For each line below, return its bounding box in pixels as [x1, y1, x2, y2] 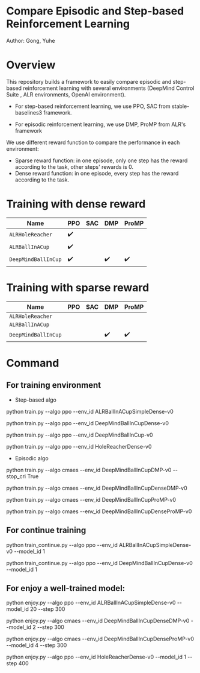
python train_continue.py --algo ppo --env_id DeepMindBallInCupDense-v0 [6, 559, 193, 566]
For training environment [6, 380, 101, 390]
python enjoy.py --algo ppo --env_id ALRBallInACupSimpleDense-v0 [6, 599, 176, 607]
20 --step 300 [29, 605, 65, 613]
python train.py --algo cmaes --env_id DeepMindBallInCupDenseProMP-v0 [6, 508, 192, 515]
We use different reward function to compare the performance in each [6, 139, 180, 146]
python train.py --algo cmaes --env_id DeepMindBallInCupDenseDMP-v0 [6, 484, 187, 491]
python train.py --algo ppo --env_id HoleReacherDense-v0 [6, 443, 152, 450]
